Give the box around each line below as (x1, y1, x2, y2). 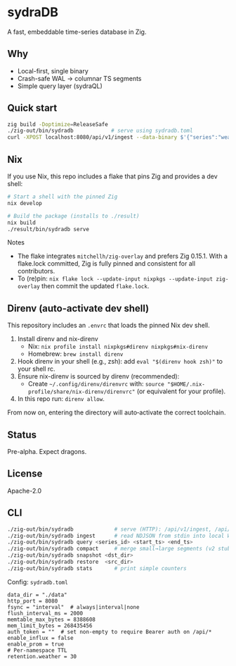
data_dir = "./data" (7, 591, 68, 598)
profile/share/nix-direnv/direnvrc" (27, 388, 136, 395)
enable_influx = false (7, 634, 74, 641)
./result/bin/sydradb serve (7, 226, 90, 233)
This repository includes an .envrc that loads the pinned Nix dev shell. (7, 321, 210, 330)
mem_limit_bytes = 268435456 (7, 622, 93, 629)
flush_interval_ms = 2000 (7, 610, 83, 617)
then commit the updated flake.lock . (41, 282, 150, 290)
